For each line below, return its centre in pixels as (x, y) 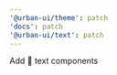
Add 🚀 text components (54, 61)
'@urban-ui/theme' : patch (58, 18)
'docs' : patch (37, 27)
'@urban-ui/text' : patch (57, 35)
